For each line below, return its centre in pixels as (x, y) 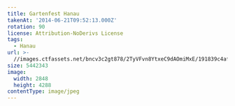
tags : (15, 40)
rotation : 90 (26, 26)
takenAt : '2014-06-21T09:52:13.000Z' (62, 20)
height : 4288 (33, 85)
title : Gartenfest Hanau (43, 14)
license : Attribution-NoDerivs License (65, 33)
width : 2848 (31, 78)
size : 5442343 (28, 66)
